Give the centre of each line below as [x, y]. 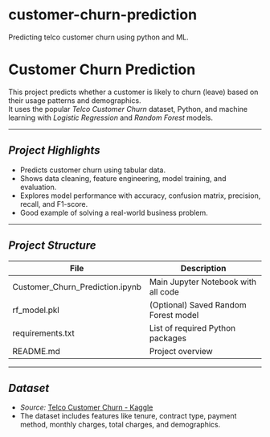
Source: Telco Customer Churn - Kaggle [86, 407]
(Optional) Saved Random [198, 305]
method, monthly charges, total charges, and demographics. [120, 425]
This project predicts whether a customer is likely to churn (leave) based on [133, 92]
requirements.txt [43, 333]
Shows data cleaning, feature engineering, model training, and [123, 178]
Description [203, 268]
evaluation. [38, 187]
